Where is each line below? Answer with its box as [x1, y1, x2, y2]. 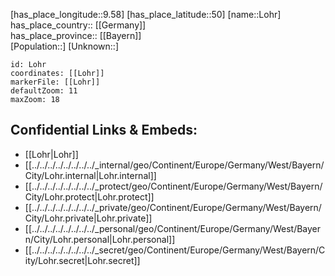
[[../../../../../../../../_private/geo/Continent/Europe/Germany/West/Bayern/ [24, 201, 322, 213]
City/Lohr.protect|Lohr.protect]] [24, 190, 155, 203]
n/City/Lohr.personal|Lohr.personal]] [24, 233, 176, 245]
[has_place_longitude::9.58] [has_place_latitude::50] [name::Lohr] [10, 9, 282, 20]
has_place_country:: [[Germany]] [10, 19, 147, 31]
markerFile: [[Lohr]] [10, 77, 101, 87]
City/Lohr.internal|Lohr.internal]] [24, 169, 157, 181]
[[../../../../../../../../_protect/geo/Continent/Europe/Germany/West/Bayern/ [24, 180, 323, 192]
